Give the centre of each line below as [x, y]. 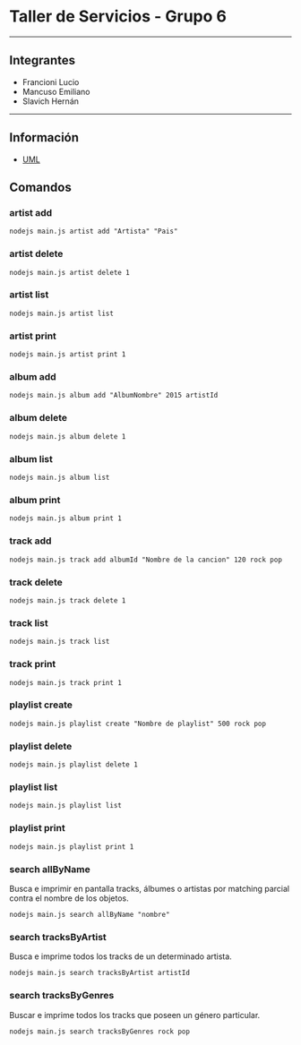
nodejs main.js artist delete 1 [69, 272]
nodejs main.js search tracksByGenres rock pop [100, 1032]
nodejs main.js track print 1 [66, 682]
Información [44, 137]
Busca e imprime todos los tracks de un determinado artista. [121, 956]
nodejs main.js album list [60, 478]
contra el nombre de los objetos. [69, 898]
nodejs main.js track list [60, 642]
